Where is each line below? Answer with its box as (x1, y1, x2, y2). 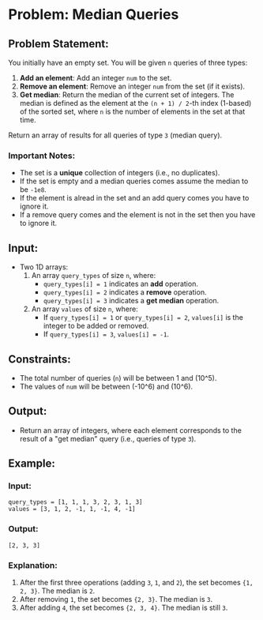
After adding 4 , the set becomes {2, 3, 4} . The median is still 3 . (19, 603, 228, 613)
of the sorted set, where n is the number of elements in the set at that (19, 107, 246, 116)
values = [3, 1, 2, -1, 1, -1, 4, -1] (8, 505, 136, 513)
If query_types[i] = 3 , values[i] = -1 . (43, 329, 170, 339)
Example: (8, 457, 55, 471)
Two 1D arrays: (19, 262, 69, 272)
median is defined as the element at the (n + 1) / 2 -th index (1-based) (19, 99, 252, 107)
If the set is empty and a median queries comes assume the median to (19, 176, 249, 186)
